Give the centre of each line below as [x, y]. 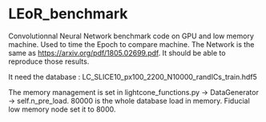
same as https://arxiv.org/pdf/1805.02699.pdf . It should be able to [117, 53]
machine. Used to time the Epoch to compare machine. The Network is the [131, 44]
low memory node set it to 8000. [62, 109]
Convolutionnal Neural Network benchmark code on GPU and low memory [131, 36]
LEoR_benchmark [68, 14]
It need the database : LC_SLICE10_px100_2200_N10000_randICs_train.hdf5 [133, 77]
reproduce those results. [49, 61]
